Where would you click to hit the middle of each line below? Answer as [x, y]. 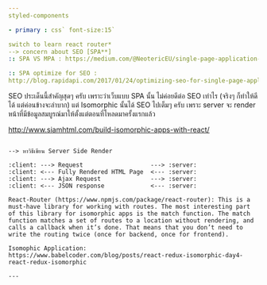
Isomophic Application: [48, 248]
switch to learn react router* [60, 44]
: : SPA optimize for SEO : [53, 73]
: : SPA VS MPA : [35, 59]
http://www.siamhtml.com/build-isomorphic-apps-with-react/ [109, 129]
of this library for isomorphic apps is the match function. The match [129, 214]
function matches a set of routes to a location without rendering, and [131, 221]
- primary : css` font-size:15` [62, 30]
